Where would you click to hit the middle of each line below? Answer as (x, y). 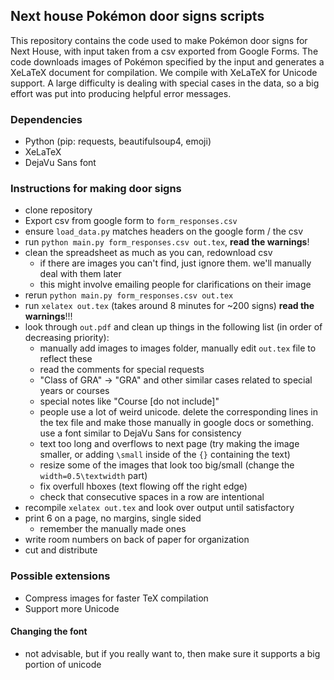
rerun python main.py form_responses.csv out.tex (129, 295)
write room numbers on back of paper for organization (137, 540)
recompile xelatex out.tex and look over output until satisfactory (159, 508)
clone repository (58, 210)
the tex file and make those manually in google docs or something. (176, 423)
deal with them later (80, 274)
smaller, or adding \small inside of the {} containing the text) (165, 455)
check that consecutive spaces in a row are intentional (152, 497)
